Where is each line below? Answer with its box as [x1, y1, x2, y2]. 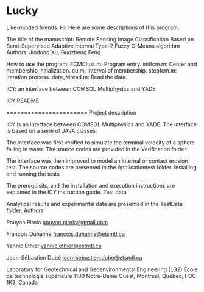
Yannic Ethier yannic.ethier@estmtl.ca [6, 242, 102, 249]
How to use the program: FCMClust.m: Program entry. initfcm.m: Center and [6, 60, 197, 68]
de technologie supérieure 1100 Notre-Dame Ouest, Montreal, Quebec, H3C [6, 272, 197, 279]
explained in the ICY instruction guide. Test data [6, 188, 127, 196]
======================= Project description [6, 109, 137, 116]
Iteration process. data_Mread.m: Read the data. [6, 73, 128, 80]
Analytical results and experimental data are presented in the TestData [6, 200, 183, 207]
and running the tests [6, 170, 60, 177]
